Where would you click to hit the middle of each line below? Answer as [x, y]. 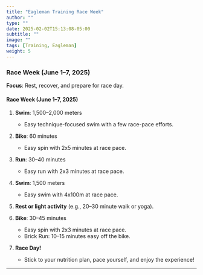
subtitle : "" [23, 34]
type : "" [17, 23]
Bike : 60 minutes [36, 136]
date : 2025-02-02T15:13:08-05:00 [48, 29]
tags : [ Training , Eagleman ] [42, 46]
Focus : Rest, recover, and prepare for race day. [65, 86]
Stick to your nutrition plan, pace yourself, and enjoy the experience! [109, 260]
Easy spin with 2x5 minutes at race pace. [75, 148]
